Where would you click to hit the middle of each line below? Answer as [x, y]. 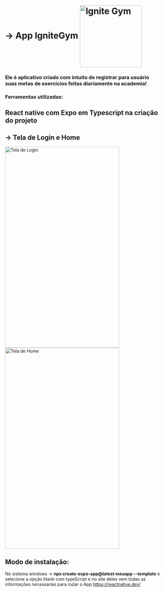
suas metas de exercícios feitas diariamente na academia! [76, 84]
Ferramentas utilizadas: [34, 97]
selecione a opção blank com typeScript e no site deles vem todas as [76, 579]
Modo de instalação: [37, 562]
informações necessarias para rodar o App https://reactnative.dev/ [73, 585]
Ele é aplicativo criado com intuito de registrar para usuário [77, 78]
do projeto [21, 121]
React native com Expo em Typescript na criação [82, 113]
